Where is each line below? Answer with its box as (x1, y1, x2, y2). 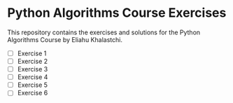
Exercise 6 (17, 89, 48, 97)
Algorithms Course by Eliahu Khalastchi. (7, 35, 122, 43)
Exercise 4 (17, 73, 48, 81)
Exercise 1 (17, 49, 47, 57)
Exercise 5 (17, 81, 48, 89)
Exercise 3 (17, 65, 48, 74)
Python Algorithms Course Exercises (7, 5, 227, 21)
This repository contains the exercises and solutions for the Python (7, 28, 201, 36)
